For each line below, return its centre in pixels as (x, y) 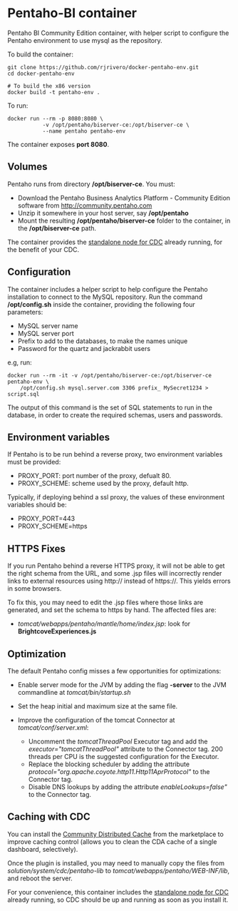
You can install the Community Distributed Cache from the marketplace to (116, 834)
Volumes (27, 167)
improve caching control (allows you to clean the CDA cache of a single (112, 841)
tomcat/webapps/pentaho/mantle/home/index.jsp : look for (104, 624)
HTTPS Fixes (37, 548)
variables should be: (37, 505)
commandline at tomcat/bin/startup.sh (74, 692)
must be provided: (34, 462)
